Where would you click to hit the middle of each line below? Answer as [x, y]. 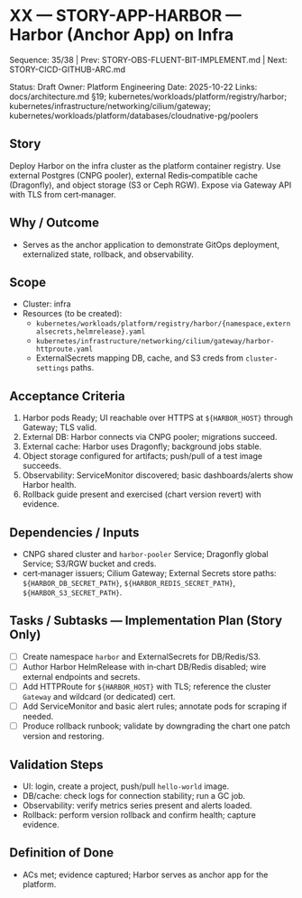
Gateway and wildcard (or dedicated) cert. [99, 696]
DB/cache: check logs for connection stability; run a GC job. [134, 795]
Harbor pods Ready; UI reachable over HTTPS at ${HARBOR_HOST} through [158, 418]
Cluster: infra [46, 304]
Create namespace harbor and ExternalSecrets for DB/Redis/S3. [142, 656]
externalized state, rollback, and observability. [108, 254]
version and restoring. [63, 737]
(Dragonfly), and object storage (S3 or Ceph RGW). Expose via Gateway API [151, 185]
